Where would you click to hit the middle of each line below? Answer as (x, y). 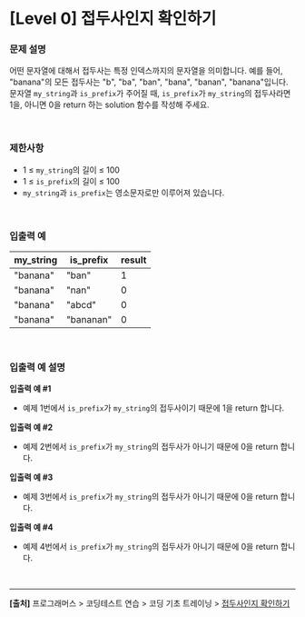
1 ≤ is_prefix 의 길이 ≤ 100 (71, 181)
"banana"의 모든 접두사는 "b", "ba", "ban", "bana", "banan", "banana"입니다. (149, 82)
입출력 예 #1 (30, 389)
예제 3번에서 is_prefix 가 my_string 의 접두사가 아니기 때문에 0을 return (150, 497)
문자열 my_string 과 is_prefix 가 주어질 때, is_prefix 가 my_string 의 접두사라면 (150, 94)
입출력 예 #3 (31, 477)
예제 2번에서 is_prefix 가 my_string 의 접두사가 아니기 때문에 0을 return (150, 447)
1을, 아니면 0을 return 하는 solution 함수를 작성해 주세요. (110, 104)
